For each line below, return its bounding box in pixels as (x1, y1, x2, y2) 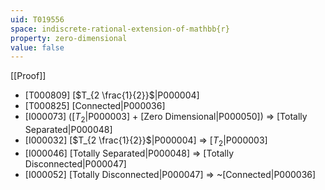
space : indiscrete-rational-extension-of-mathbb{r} (10, 24, 230, 34)
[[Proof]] (10, 70, 47, 82)
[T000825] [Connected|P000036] (24, 100, 166, 112)
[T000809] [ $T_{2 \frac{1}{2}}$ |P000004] (24, 89, 200, 101)
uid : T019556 (10, 14, 65, 25)
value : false (10, 42, 65, 53)
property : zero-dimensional (10, 33, 128, 43)
